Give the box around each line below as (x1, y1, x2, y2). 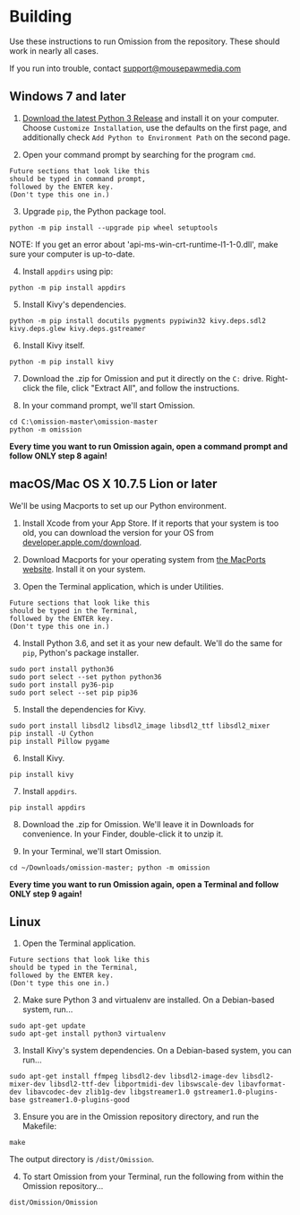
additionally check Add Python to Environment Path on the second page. (21, 132, 291, 143)
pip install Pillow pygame (9, 737, 110, 746)
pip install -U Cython (9, 729, 94, 738)
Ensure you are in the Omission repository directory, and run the (21, 1111, 260, 1123)
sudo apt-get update (9, 1021, 87, 1031)
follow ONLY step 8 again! (9, 450, 107, 461)
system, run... (21, 1004, 73, 1015)
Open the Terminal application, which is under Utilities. (21, 581, 224, 591)
